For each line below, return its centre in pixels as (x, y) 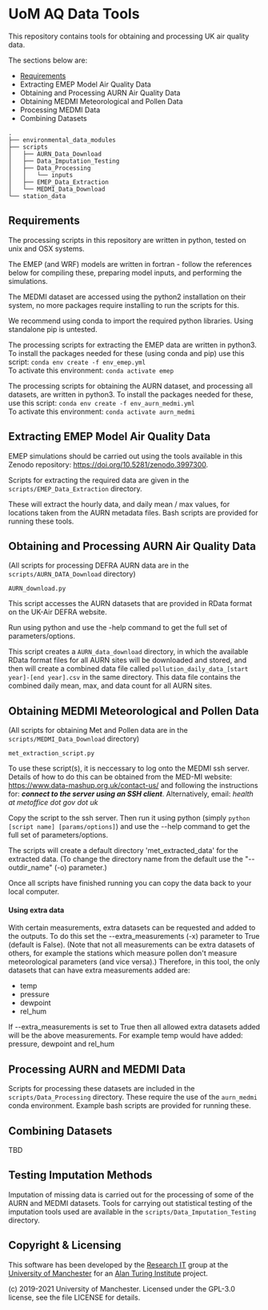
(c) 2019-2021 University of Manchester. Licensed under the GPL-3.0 (122, 1288)
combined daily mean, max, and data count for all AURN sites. (110, 685)
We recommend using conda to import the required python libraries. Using (131, 321)
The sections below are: (48, 60)
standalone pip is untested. (53, 329)
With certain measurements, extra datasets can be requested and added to (132, 928)
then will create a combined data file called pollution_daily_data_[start (128, 669)
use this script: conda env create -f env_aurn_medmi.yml (102, 402)
